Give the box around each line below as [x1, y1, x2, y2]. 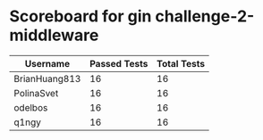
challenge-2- [155, 6, 255, 27]
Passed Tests [89, 57, 148, 70]
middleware [9, 25, 99, 45]
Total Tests [156, 57, 206, 70]
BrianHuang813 [13, 72, 81, 85]
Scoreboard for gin [9, 6, 152, 27]
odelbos [13, 101, 48, 113]
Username [24, 57, 70, 70]
